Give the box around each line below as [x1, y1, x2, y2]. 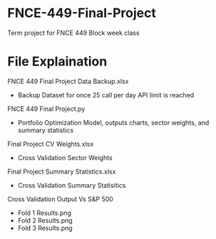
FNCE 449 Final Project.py [7, 105, 86, 113]
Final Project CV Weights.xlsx [7, 139, 94, 148]
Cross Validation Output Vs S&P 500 [7, 194, 114, 203]
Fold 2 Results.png [17, 216, 73, 225]
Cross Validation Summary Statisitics [17, 181, 126, 189]
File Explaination [7, 53, 108, 70]
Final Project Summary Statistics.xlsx [7, 167, 116, 176]
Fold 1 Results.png [17, 208, 71, 217]
